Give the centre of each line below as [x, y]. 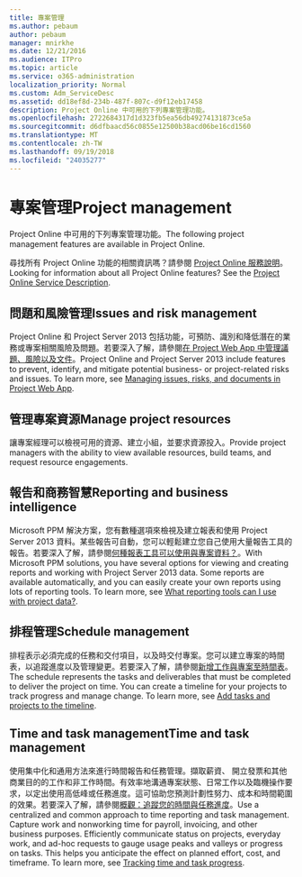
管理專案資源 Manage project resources [120, 419]
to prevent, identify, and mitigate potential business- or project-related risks [149, 370]
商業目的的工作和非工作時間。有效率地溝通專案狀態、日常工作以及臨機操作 [147, 781]
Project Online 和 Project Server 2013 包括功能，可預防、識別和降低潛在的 [146, 337]
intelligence [43, 507]
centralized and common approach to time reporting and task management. [149, 814]
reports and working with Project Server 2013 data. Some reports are [137, 572]
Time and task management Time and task [129, 734]
